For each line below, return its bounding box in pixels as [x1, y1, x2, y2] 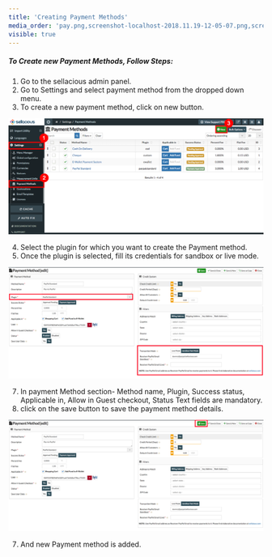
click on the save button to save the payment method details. [19, 404, 224, 414]
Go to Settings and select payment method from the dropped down [19, 85, 244, 95]
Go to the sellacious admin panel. [19, 77, 132, 87]
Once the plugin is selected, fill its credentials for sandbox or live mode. [19, 251, 259, 261]
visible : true [8, 30, 57, 38]
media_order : [8, 21, 53, 30]
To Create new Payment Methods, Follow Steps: [8, 56, 174, 66]
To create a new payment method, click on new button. [19, 102, 205, 113]
